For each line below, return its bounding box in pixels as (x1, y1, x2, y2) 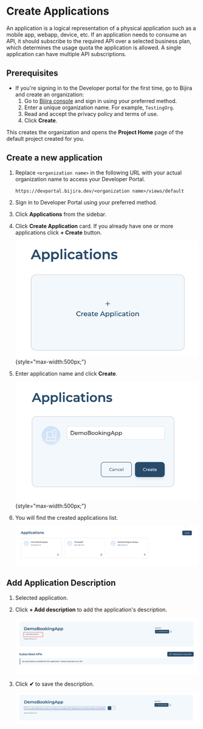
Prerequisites (6, 68, 58, 79)
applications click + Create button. (15, 229, 102, 236)
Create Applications (6, 4, 109, 18)
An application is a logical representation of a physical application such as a (6, 24, 196, 32)
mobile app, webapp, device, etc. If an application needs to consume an (6, 31, 187, 38)
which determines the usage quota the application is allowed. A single (6, 44, 181, 51)
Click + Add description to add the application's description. (15, 606, 167, 613)
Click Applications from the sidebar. (15, 210, 106, 218)
